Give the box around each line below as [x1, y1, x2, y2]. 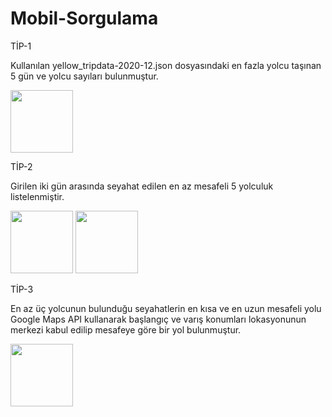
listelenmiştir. [10, 190, 65, 202]
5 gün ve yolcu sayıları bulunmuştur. [10, 70, 159, 82]
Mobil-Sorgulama [10, 7, 159, 30]
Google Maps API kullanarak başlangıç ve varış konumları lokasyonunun [10, 313, 307, 325]
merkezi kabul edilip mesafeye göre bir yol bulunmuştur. [10, 323, 242, 336]
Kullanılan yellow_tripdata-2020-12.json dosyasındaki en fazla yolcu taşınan [10, 59, 322, 71]
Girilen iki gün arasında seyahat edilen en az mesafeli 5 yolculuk [10, 180, 274, 192]
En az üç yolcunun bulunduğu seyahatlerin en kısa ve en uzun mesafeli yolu [10, 302, 322, 314]
